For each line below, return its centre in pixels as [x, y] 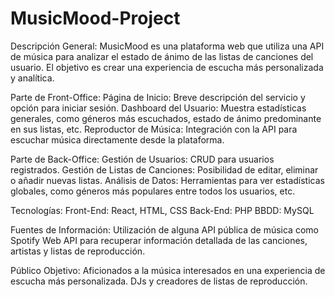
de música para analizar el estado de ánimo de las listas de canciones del [162, 56]
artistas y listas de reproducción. [78, 251]
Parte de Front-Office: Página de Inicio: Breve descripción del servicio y [158, 97]
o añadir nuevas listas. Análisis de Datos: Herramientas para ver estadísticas [167, 180]
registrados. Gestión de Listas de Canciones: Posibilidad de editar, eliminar [164, 169]
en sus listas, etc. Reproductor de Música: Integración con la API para [154, 129]
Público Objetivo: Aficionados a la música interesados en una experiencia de [168, 270]
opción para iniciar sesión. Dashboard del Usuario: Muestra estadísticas [158, 108]
